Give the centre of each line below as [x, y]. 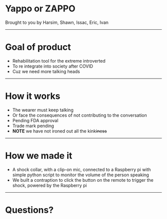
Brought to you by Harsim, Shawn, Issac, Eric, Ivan [57, 22]
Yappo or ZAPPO [40, 9]
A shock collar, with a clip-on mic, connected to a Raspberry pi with [82, 169]
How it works [33, 96]
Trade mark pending [33, 126]
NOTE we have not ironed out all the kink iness [59, 131]
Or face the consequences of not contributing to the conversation [80, 115]
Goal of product [38, 47]
